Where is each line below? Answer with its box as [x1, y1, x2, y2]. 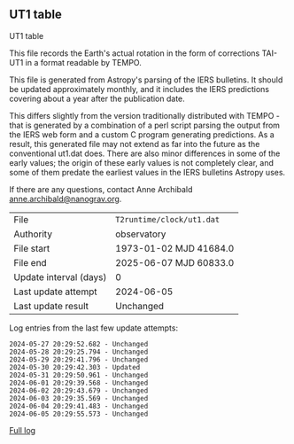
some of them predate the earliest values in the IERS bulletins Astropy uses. [9, 167, 286, 177]
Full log [9, 425, 36, 435]
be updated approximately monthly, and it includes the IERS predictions [9, 83, 270, 94]
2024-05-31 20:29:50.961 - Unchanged [9, 370, 149, 379]
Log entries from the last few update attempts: [9, 323, 179, 333]
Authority [13, 228, 53, 240]
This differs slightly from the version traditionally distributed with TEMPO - [9, 110, 281, 121]
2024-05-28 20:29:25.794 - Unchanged [9, 347, 149, 356]
